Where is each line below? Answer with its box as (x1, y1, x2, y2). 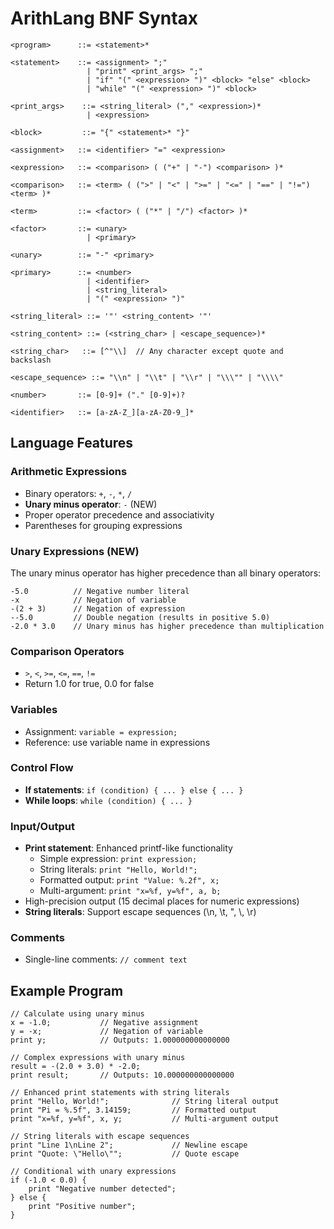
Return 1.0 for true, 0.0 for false (24, 678, 155, 690)
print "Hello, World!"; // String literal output (10, 1097, 280, 1107)
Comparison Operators (10, 644, 125, 658)
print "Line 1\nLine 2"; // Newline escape (10, 1140, 248, 1151)
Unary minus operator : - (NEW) (24, 498, 158, 510)
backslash (10, 355, 52, 365)
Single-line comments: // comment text (24, 953, 188, 966)
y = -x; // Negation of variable (10, 1027, 203, 1037)
